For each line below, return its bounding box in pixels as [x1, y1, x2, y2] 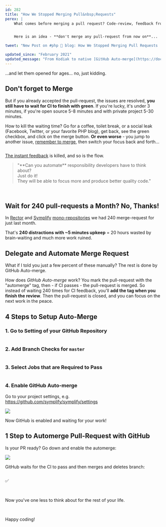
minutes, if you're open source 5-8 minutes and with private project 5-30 [5, 108, 154, 114]
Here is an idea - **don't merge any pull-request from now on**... [14, 34, 158, 40]
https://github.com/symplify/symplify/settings [5, 399, 98, 405]
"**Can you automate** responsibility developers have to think [17, 162, 147, 168]
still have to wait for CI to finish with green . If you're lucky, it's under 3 [5, 103, 150, 109]
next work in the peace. [5, 298, 53, 304]
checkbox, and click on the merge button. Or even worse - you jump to [5, 133, 150, 139]
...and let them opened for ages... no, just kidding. [5, 70, 107, 76]
